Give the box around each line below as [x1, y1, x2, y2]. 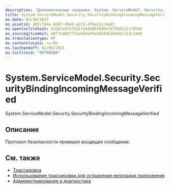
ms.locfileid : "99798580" [5, 50, 60, 55]
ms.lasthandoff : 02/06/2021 [5, 45, 65, 50]
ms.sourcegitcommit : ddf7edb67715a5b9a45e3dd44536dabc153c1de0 [5, 31, 142, 36]
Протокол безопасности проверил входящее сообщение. [5, 139, 131, 145]
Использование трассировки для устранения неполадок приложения [12, 173, 165, 179]
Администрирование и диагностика [12, 178, 91, 184]
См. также [5, 153, 41, 162]
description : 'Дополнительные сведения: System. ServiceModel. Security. [5, 7, 165, 13]
